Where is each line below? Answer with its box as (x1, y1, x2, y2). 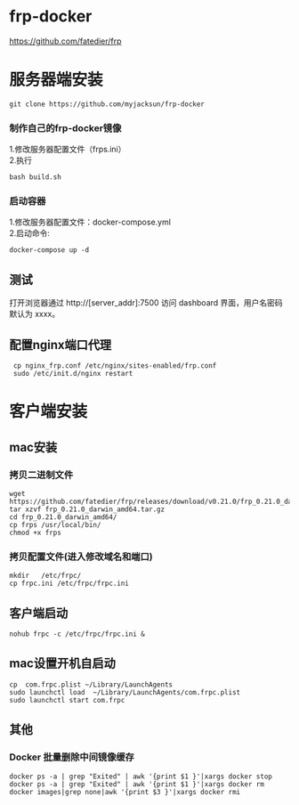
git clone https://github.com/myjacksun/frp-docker (9, 100, 205, 109)
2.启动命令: (9, 228, 51, 239)
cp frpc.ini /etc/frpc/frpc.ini (9, 579, 129, 589)
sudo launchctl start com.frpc (9, 695, 125, 704)
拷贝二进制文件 (9, 468, 74, 481)
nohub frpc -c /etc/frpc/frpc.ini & (9, 630, 145, 638)
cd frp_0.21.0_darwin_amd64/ (9, 512, 117, 522)
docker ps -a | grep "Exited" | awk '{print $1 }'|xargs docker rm (9, 779, 265, 789)
